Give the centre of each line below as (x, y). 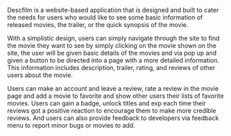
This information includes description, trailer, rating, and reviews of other (111, 68)
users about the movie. (40, 75)
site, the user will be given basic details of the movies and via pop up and (112, 53)
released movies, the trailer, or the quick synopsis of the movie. (98, 25)
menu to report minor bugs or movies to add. (71, 125)
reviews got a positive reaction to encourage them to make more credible (112, 111)
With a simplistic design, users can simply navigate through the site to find (113, 38)
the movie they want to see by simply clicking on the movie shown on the (112, 45)
